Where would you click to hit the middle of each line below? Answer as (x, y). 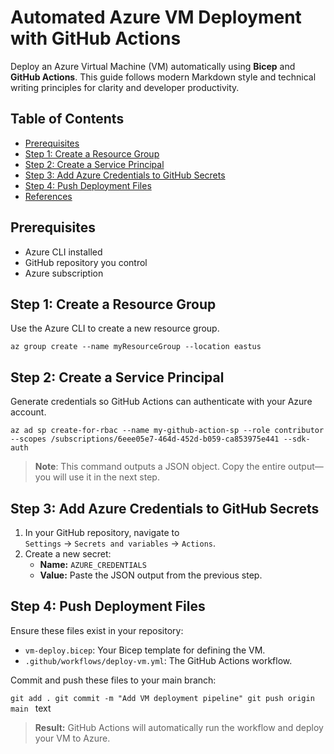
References (48, 196)
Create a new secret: (68, 554)
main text (31, 708)
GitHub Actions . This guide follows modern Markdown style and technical (163, 77)
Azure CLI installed (63, 252)
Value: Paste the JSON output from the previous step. (151, 575)
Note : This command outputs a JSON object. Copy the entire (160, 467)
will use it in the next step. (106, 477)
